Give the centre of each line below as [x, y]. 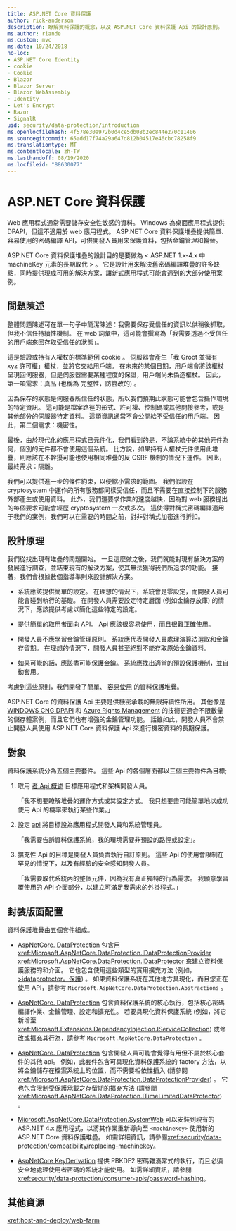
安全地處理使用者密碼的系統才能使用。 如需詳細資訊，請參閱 [104, 1169]
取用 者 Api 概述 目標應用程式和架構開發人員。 [84, 786]
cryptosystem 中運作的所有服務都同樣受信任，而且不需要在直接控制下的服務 [117, 490]
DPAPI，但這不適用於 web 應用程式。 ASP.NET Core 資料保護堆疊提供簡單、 [117, 231]
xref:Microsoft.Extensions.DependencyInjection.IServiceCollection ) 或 [118, 1029]
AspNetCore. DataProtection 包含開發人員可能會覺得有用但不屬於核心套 [121, 1053]
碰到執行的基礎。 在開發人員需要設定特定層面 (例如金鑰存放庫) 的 [124, 601]
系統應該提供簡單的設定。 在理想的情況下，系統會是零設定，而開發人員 [120, 592]
